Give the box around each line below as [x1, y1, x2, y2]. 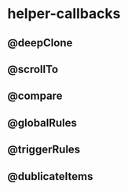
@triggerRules [7, 143, 81, 156]
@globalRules [7, 116, 78, 130]
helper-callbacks [7, 5, 121, 23]
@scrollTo [7, 62, 59, 75]
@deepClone [7, 36, 73, 50]
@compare [7, 90, 63, 103]
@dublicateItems [7, 170, 93, 183]
